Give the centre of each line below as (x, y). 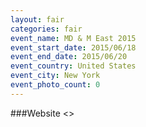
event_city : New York (55, 76)
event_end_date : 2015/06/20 (69, 57)
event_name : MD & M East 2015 (73, 38)
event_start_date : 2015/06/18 (73, 47)
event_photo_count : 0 (55, 85)
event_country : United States (73, 66)
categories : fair (46, 29)
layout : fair (37, 19)
